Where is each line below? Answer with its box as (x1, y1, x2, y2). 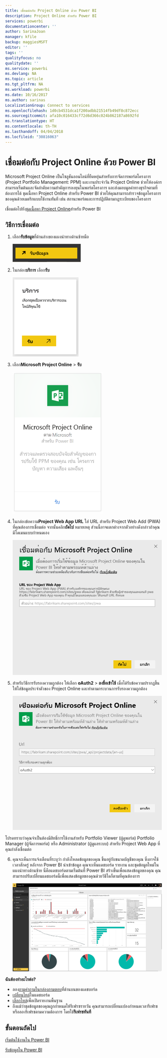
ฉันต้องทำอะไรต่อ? (5, 976, 36, 983)
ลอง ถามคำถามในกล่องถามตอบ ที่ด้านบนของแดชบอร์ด (12, 986, 98, 993)
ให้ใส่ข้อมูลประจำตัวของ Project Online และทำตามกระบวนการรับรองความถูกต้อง (12, 685, 148, 691)
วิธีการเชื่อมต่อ (5, 220, 39, 229)
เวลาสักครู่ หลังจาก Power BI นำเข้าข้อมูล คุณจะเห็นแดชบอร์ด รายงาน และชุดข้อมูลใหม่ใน (12, 861, 159, 868)
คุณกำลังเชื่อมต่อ (5, 846, 32, 852)
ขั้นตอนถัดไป (5, 1024, 36, 1032)
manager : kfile (5, 34, 37, 39)
